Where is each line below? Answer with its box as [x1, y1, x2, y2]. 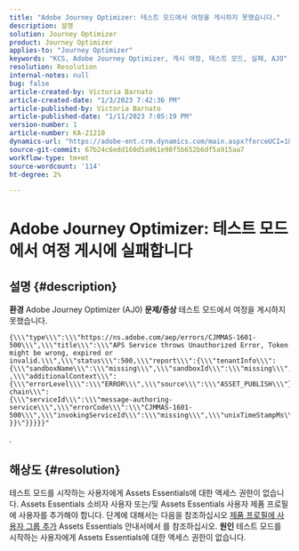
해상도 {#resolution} [9, 462, 121, 477]
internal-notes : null [9, 71, 90, 80]
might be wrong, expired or [9, 348, 114, 358]
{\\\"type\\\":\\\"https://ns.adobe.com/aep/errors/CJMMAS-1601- [9, 333, 256, 342]
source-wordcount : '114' [9, 162, 101, 171]
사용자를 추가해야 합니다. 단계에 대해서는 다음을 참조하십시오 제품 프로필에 [18, 510, 276, 521]
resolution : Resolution [9, 63, 98, 72]
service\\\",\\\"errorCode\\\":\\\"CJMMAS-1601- [9, 403, 193, 412]
